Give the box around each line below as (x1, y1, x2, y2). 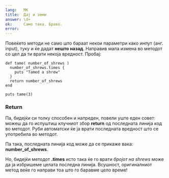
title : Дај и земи (5, 12, 47, 17)
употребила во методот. (5, 131, 58, 137)
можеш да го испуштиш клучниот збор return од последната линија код (5, 120, 162, 127)
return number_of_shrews (10, 79, 63, 84)
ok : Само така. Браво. (5, 21, 63, 27)
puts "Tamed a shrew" (14, 69, 60, 75)
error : (5, 26, 19, 31)
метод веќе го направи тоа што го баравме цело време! (5, 167, 128, 173)
